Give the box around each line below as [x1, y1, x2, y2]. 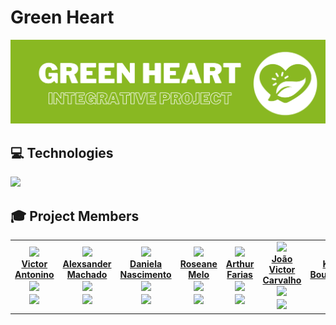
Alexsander [62, 258, 112, 270]
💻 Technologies [10, 144, 114, 161]
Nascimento [119, 269, 172, 281]
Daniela [129, 258, 163, 270]
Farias [226, 269, 253, 281]
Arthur [225, 258, 255, 270]
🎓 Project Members [10, 207, 140, 225]
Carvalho [262, 274, 302, 286]
